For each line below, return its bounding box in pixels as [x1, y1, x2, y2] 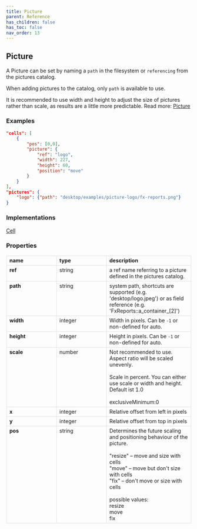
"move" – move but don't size [109, 465, 181, 472]
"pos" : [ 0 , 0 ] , [26, 141, 61, 147]
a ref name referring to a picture [109, 267, 187, 274]
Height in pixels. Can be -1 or [109, 333, 180, 340]
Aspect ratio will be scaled [109, 355, 173, 362]
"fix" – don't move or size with [109, 477, 182, 484]
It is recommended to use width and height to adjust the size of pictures [6, 96, 181, 103]
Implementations [6, 214, 56, 222]
